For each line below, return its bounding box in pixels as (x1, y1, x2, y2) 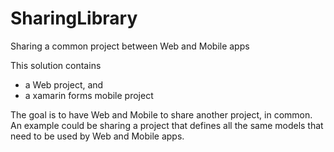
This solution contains (10, 59, 102, 71)
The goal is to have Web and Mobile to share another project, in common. (10, 108, 313, 121)
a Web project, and (24, 78, 104, 91)
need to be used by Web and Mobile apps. (10, 130, 185, 142)
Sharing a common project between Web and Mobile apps (10, 40, 250, 52)
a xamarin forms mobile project (24, 89, 154, 101)
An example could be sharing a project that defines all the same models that (10, 119, 324, 131)
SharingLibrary (10, 7, 138, 30)
